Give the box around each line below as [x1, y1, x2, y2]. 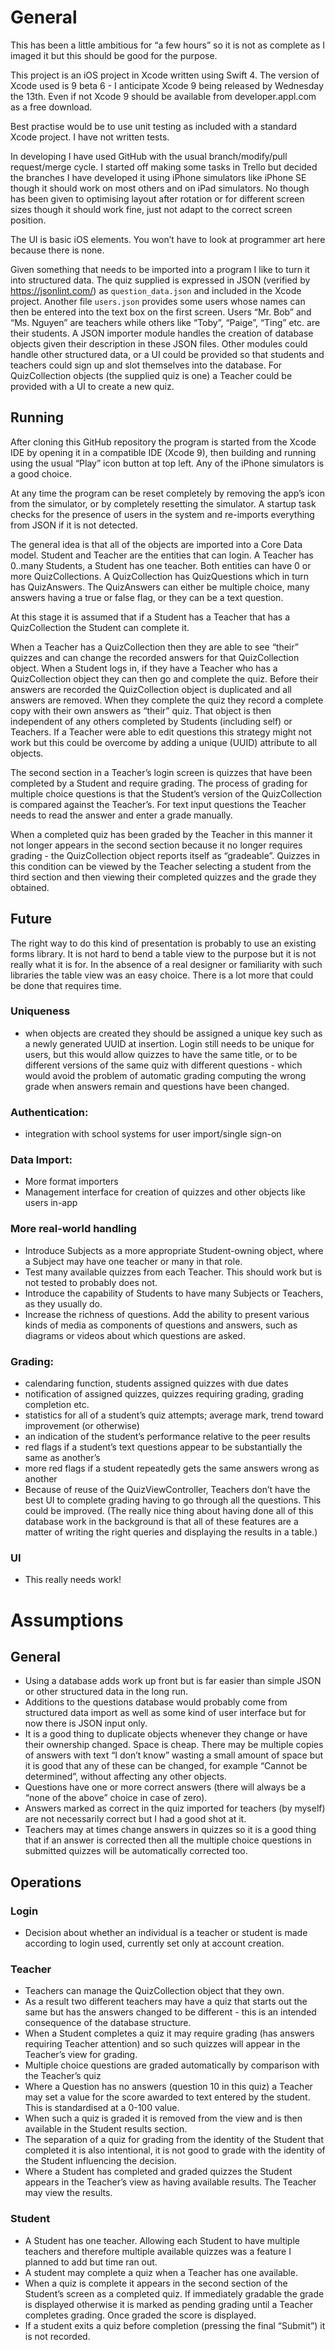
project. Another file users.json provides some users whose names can [10, 295, 306, 307]
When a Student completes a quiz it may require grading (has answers [24, 2027, 315, 2040]
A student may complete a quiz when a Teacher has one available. [24, 2266, 298, 2278]
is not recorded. [24, 2330, 91, 2342]
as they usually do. [24, 1297, 103, 1310]
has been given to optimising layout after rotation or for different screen [10, 192, 305, 205]
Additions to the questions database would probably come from [24, 1696, 288, 1708]
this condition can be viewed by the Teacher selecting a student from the [10, 860, 312, 872]
